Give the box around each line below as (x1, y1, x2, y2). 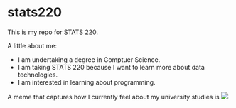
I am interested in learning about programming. (17, 77, 156, 86)
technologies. (17, 70, 58, 79)
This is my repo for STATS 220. (7, 28, 98, 36)
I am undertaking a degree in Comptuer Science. (17, 55, 161, 64)
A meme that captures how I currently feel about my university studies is (7, 92, 220, 101)
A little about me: (7, 41, 58, 50)
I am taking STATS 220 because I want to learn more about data (17, 63, 205, 71)
